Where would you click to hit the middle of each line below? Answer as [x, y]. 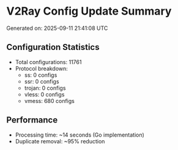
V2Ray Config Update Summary [89, 11]
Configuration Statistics [53, 47]
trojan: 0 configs [45, 88]
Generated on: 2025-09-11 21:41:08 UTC [57, 28]
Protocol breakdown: [42, 68]
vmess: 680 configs [49, 101]
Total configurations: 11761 [48, 62]
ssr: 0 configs [42, 81]
